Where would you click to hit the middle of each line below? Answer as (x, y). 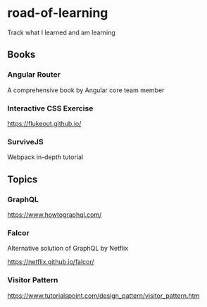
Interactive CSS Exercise (50, 108)
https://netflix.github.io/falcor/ (51, 262)
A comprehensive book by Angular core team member (86, 90)
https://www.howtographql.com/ (55, 214)
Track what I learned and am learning (62, 32)
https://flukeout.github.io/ (44, 123)
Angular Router (34, 75)
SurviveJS (25, 142)
